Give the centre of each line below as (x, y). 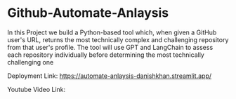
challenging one (31, 62)
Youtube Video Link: (37, 89)
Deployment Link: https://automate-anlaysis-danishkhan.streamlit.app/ (110, 76)
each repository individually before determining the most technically (106, 55)
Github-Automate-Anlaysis (88, 13)
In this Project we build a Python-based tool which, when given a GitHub (112, 32)
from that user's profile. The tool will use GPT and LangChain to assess (110, 47)
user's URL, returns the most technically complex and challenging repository (118, 39)
